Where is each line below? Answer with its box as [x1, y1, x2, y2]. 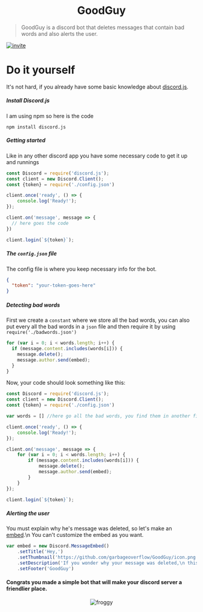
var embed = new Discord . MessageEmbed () [6, 543, 110, 549]
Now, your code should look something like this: [6, 379, 126, 387]
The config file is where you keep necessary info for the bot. [6, 265, 157, 273]
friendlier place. [6, 585, 47, 593]
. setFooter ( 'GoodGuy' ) [17, 565, 74, 571]
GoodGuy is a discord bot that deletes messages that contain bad [21, 24, 185, 31]
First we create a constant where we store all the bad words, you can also [6, 316, 190, 324]
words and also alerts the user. [21, 30, 98, 37]
